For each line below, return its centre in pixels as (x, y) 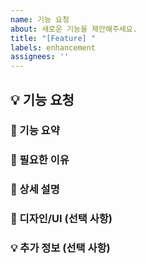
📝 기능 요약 (35, 131)
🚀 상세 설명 (35, 189)
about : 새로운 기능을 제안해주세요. (74, 29)
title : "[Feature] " (53, 38)
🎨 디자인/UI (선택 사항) (61, 219)
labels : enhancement (53, 47)
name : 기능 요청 (40, 19)
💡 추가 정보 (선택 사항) (60, 248)
